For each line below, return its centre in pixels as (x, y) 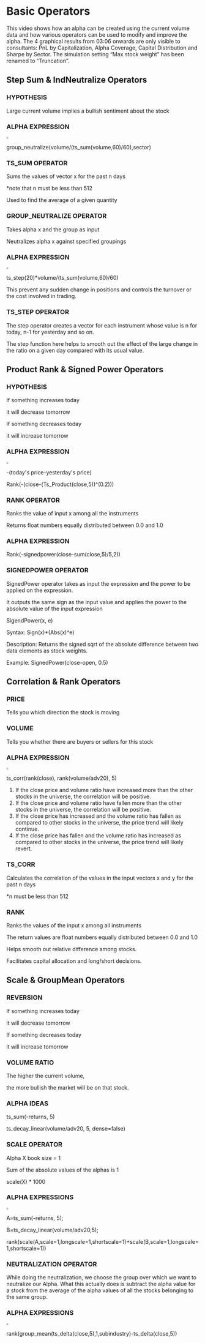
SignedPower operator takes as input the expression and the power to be (99, 583)
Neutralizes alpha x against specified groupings (66, 241)
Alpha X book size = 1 (34, 1158)
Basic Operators (48, 11)
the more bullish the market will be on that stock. (68, 1087)
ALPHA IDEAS (28, 1103)
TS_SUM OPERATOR (37, 163)
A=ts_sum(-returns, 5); (35, 1218)
